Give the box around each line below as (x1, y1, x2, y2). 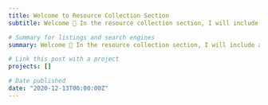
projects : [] (8, 63, 52, 71)
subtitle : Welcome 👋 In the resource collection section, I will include (8, 19, 259, 27)
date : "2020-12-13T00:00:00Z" (8, 84, 109, 92)
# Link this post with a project (8, 55, 120, 64)
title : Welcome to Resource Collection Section (8, 11, 170, 20)
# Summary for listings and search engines (8, 33, 156, 41)
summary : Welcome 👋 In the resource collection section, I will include (8, 41, 255, 49)
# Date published (8, 77, 66, 85)
